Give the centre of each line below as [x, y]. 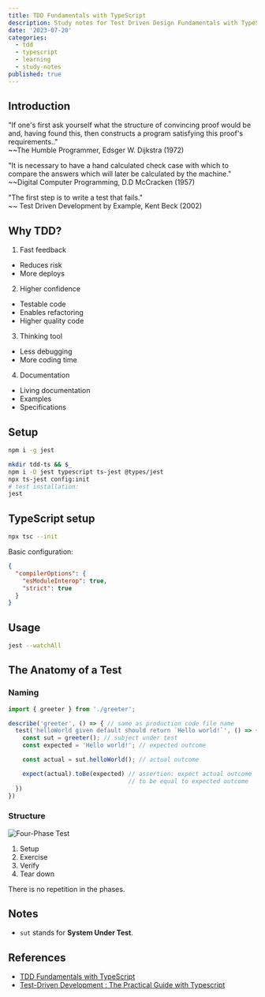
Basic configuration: [41, 552]
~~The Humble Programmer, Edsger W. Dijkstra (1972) [96, 150]
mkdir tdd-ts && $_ [40, 464]
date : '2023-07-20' [40, 30]
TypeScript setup [52, 518]
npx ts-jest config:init [49, 479]
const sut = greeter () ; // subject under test [100, 738]
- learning [33, 60]
